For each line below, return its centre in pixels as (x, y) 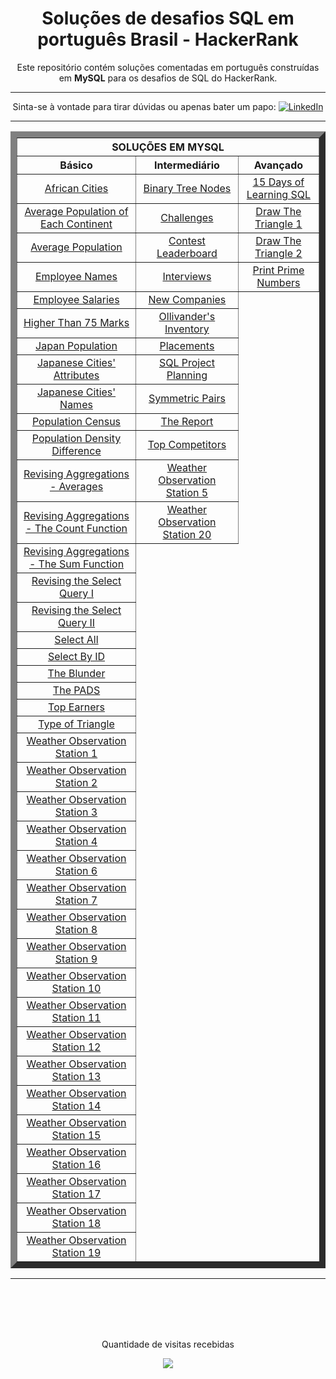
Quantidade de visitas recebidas (168, 1344)
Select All (76, 639)
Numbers (278, 282)
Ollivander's (187, 316)
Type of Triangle (76, 724)
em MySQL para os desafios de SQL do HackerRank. (168, 78)
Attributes (76, 375)
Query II (76, 622)
